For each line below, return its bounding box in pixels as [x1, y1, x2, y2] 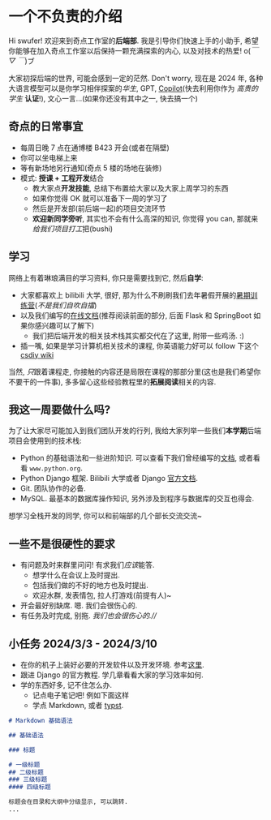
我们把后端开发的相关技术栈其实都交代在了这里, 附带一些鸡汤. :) [32, 330, 245, 341]
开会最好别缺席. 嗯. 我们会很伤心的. [19, 601, 138, 611]
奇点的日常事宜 [8, 119, 84, 134]
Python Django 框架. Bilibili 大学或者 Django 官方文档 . [19, 474, 199, 483]
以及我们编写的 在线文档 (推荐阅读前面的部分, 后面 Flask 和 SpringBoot [19, 310, 252, 320]
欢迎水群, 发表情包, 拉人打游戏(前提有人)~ [32, 590, 172, 600]
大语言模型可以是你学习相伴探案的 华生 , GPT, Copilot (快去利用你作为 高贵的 [8, 83, 258, 93]
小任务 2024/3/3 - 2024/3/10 [8, 637, 158, 650]
